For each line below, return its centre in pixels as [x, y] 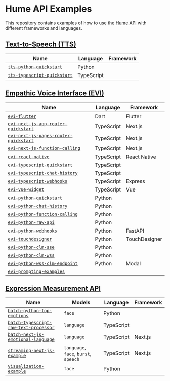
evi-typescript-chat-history [43, 173]
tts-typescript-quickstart [40, 75]
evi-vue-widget [26, 189]
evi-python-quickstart [35, 198]
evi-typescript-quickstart [40, 165]
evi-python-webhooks [32, 231]
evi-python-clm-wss [31, 255]
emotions [18, 316]
